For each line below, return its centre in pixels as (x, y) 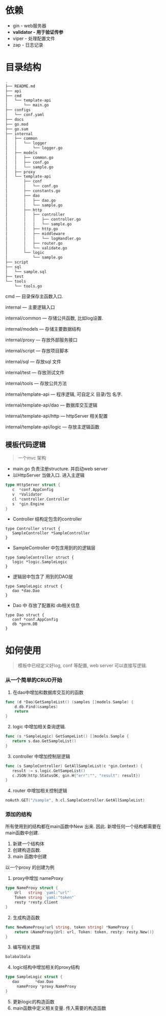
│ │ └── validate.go (36, 248)
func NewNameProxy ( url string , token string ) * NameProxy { (69, 927)
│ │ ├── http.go (32, 229)
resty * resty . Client (36, 902)
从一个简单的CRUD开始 (34, 680)
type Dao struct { (25, 615)
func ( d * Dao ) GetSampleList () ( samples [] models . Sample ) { (69, 702)
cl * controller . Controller (41, 499)
